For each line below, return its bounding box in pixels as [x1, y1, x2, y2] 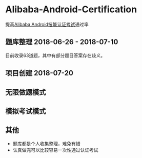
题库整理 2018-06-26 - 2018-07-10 [5, 37, 118, 47]
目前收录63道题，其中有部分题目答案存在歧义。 [5, 52, 106, 58]
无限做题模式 [5, 88, 46, 96]
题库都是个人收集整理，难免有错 [12, 140, 80, 147]
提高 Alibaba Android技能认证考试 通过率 [5, 21, 89, 27]
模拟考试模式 [5, 107, 46, 115]
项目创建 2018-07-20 [5, 69, 73, 77]
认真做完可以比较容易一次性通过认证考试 [12, 147, 98, 153]
